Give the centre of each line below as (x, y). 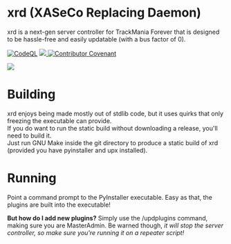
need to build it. (29, 135)
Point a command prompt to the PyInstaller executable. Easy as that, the (110, 197)
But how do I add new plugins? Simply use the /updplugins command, (108, 218)
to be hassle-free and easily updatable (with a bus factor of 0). (96, 39)
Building (31, 94)
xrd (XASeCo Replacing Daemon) (104, 13)
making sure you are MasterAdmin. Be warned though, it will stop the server (115, 225)
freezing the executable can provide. (59, 121)
